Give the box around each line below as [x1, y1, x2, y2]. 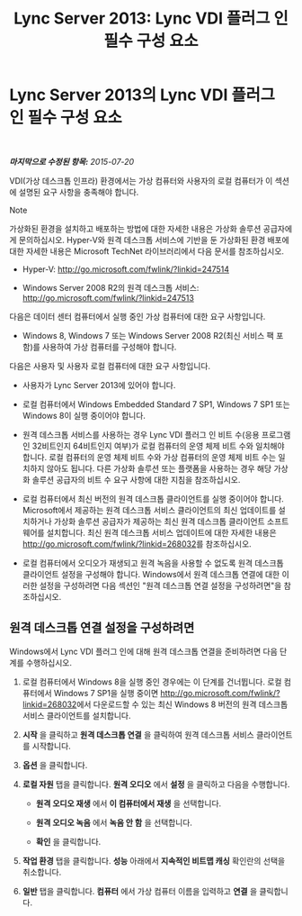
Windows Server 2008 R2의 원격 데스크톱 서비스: [22, 282, 200, 293]
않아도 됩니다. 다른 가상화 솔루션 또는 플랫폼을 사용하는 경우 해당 [46, 463, 272, 474]
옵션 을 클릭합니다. [22, 759, 88, 770]
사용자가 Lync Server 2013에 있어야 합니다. [22, 379, 176, 390]
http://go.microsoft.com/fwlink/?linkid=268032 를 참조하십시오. [22, 538, 252, 549]
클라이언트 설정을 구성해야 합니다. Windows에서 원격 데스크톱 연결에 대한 [22, 568, 280, 579]
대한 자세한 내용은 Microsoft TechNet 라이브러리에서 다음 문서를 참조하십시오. [9, 245, 285, 257]
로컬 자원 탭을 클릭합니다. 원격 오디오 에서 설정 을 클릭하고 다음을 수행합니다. [22, 778, 290, 789]
